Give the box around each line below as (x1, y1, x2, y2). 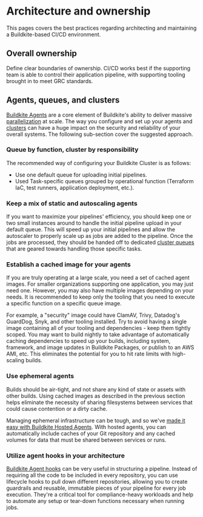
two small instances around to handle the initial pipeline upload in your (6, 220, 182, 227)
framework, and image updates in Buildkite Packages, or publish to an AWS (6, 344, 195, 351)
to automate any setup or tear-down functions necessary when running (6, 498, 185, 505)
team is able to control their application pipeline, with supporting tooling (6, 71, 186, 78)
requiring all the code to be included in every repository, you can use (6, 471, 178, 479)
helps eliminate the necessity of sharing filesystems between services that (6, 399, 193, 406)
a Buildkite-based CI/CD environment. (6, 30, 101, 38)
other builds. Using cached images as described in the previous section (6, 392, 185, 399)
